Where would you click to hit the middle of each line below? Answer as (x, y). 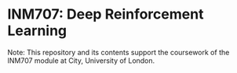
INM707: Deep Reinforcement (106, 14)
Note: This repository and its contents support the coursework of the (118, 52)
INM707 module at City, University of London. (81, 61)
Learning (37, 31)
